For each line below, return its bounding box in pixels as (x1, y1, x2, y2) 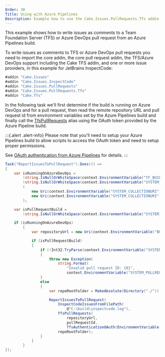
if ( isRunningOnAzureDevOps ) (14, 220, 74, 226)
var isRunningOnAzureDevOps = (14, 171, 76, 176)
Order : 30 (5, 7, 26, 12)
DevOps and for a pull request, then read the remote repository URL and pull (5, 107, 160, 113)
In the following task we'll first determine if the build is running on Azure (5, 102, 151, 108)
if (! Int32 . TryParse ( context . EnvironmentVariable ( (40, 247, 146, 253)
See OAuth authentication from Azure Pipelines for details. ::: (5, 152, 128, 158)
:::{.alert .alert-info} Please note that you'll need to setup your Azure (5, 132, 142, 138)
